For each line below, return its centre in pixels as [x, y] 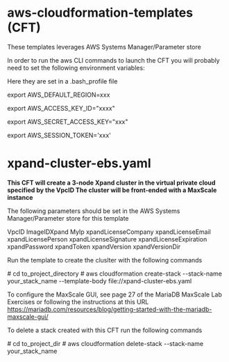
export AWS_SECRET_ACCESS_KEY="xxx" [68, 121]
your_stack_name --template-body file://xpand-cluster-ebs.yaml [100, 281]
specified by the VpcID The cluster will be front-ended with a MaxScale [112, 190]
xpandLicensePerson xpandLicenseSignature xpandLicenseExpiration [107, 239]
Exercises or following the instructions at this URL [78, 301]
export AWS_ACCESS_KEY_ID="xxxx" [61, 108]
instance [20, 197]
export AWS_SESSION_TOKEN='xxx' [59, 135]
